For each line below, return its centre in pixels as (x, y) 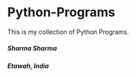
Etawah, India (28, 66)
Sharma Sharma (32, 48)
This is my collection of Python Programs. (68, 32)
